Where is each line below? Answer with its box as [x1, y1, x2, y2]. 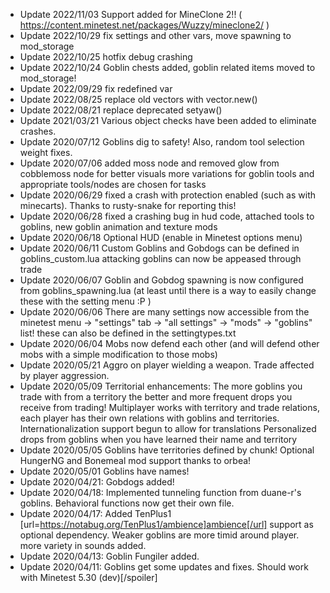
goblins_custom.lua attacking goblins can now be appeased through [19, 253, 302, 264]
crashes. [19, 125, 57, 137]
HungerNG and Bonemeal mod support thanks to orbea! [19, 455, 252, 466]
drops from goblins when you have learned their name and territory [19, 434, 298, 445]
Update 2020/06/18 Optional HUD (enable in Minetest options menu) [19, 232, 303, 243]
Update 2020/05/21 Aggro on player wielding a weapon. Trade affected [19, 359, 315, 371]
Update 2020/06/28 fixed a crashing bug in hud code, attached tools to [19, 210, 315, 222]
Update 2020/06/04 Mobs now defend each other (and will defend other [19, 338, 320, 349]
